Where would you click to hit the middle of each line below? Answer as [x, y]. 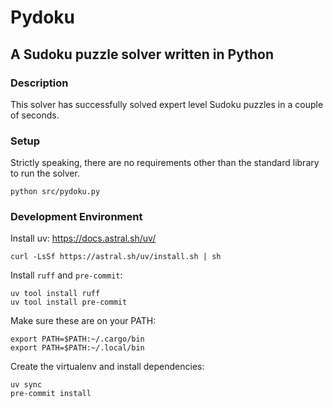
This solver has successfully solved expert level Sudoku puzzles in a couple [167, 104]
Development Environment [76, 217]
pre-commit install [51, 394]
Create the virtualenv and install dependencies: [107, 367]
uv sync [26, 385]
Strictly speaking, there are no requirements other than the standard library [165, 163]
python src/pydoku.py [55, 192]
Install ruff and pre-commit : [66, 275]
